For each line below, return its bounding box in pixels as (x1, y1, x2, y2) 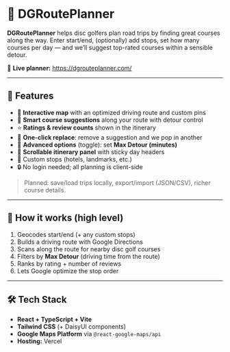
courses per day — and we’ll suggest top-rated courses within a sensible (7, 43, 214, 51)
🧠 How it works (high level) (7, 212, 124, 224)
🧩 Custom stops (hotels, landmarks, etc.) (16, 155, 132, 163)
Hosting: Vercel (16, 337, 62, 345)
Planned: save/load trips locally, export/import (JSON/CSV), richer (23, 178, 211, 187)
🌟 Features (7, 90, 54, 102)
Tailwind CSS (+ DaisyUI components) (16, 323, 127, 331)
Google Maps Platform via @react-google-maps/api (16, 330, 162, 338)
